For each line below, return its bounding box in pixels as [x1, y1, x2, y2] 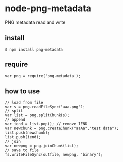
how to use [5, 87, 40, 95]
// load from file [5, 100, 43, 105]
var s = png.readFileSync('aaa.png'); [5, 105, 85, 109]
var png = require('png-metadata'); [5, 73, 81, 78]
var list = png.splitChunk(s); [5, 113, 70, 118]
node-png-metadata [5, 3, 92, 14]
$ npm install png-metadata [5, 47, 63, 52]
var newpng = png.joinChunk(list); [5, 143, 79, 149]
